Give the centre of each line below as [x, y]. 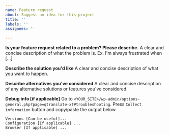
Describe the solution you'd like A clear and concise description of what [82, 69]
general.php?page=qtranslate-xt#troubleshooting [58, 105]
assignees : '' [20, 29]
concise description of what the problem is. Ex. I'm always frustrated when [84, 53]
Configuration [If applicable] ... [43, 123]
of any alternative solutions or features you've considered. [67, 89]
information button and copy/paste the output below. [61, 110]
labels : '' [17, 24]
